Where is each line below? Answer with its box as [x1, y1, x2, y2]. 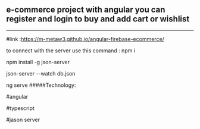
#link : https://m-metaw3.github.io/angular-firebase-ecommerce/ [6, 35, 165, 42]
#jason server [6, 116, 40, 123]
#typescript [6, 104, 35, 112]
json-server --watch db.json [6, 70, 76, 77]
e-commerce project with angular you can [6, 5, 165, 15]
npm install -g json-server [6, 58, 70, 65]
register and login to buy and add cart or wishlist [6, 14, 190, 24]
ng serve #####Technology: [6, 81, 76, 89]
